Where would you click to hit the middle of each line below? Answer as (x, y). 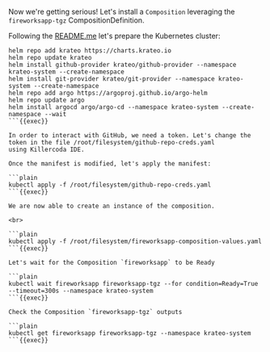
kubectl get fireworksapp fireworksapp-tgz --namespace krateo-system (130, 333)
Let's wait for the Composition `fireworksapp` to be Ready (112, 262)
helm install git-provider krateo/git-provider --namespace (112, 79)
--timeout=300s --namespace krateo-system (81, 291)
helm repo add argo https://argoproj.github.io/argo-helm (108, 93)
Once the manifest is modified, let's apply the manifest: (110, 164)
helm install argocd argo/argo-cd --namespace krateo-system (114, 107)
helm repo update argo (46, 100)
